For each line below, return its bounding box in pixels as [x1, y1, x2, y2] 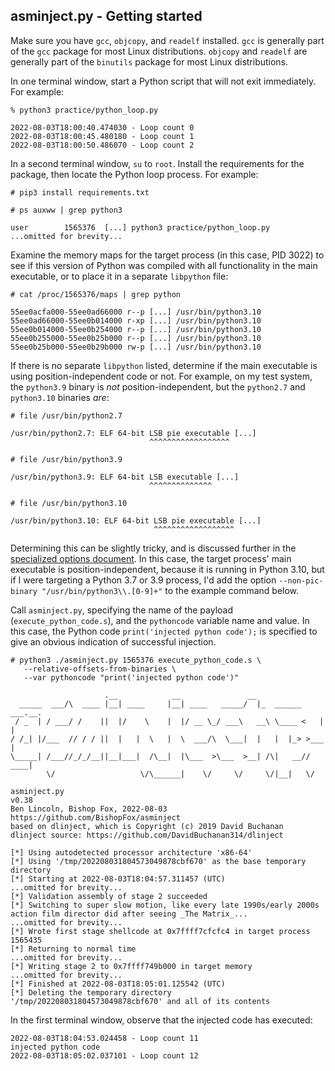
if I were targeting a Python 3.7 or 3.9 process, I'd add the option [10, 574, 277, 586]
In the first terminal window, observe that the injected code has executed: [10, 1014, 313, 1026]
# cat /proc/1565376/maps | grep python [10, 289, 182, 299]
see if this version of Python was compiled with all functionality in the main [10, 259, 318, 271]
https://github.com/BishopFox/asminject [10, 812, 182, 823]
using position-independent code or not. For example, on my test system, [10, 370, 313, 382]
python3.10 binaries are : [10, 391, 110, 403]
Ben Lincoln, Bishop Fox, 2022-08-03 [10, 804, 168, 814]
